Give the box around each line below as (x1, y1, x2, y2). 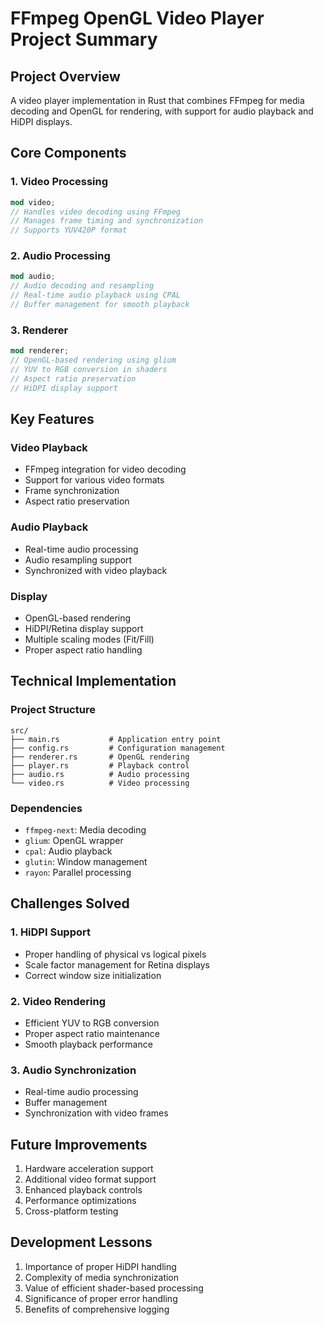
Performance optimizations (24, 1195, 137, 1207)
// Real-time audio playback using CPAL (10, 290, 182, 301)
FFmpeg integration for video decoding (24, 463, 187, 476)
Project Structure (10, 703, 96, 717)
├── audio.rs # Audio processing (10, 769, 190, 779)
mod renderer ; (10, 346, 70, 356)
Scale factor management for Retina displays (24, 958, 210, 971)
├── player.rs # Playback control (10, 760, 190, 771)
